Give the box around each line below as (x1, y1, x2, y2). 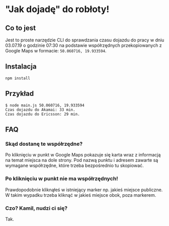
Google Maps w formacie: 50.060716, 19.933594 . (5, 48, 107, 53)
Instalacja (5, 62, 37, 71)
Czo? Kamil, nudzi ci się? (5, 204, 68, 211)
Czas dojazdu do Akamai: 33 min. (5, 107, 76, 112)
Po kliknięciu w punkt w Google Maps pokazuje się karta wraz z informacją (5, 152, 161, 158)
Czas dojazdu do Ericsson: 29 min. (5, 111, 80, 117)
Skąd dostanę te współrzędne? (5, 140, 83, 147)
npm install (5, 76, 30, 81)
